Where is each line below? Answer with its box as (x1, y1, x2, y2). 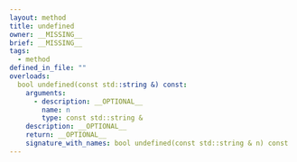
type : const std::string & (42, 113, 144, 122)
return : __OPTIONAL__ (25, 130, 107, 139)
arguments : (25, 88, 67, 97)
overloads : (9, 72, 51, 81)
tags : (9, 47, 30, 56)
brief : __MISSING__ (9, 38, 83, 48)
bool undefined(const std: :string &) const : (17, 80, 188, 89)
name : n (42, 105, 70, 114)
